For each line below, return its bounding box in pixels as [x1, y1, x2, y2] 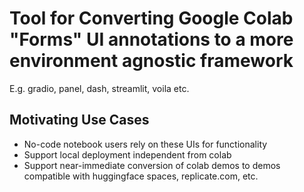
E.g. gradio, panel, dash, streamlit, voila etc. [9, 82, 190, 94]
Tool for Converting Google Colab [9, 7, 294, 30]
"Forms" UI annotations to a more [9, 28, 294, 51]
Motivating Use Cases [9, 112, 150, 129]
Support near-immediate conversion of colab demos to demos [23, 159, 281, 171]
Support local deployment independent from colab [23, 148, 232, 161]
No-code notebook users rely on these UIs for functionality [23, 138, 268, 150]
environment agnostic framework [9, 50, 294, 72]
